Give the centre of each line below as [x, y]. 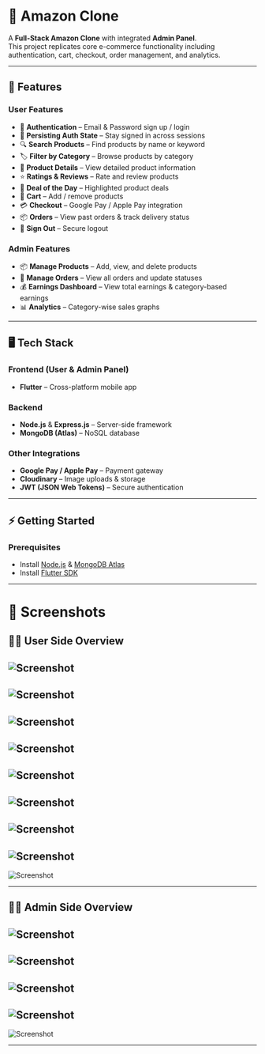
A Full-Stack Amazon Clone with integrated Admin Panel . [103, 38]
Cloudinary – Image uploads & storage [82, 479]
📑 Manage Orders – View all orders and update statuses [111, 278]
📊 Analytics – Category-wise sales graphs [90, 307]
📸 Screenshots [57, 612]
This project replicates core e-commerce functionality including [112, 46]
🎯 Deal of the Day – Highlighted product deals [94, 187]
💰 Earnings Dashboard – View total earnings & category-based [123, 286]
